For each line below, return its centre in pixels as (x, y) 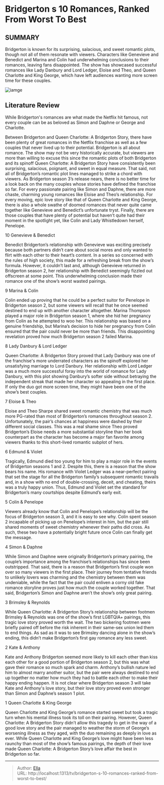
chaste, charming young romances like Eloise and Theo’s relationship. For (79, 194)
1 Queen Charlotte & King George (38, 703)
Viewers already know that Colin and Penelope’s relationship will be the (77, 511)
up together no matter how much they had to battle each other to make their (82, 678)
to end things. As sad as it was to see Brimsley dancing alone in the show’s (80, 633)
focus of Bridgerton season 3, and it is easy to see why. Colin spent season (81, 516)
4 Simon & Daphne (24, 547)
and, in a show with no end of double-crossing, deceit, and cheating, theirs (81, 482)
